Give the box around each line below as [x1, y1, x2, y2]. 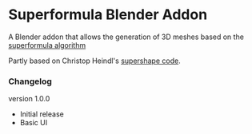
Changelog [8, 76, 52, 87]
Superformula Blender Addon [8, 6, 208, 24]
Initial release [19, 109, 64, 119]
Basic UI [19, 118, 48, 128]
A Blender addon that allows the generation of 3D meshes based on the [8, 32, 244, 41]
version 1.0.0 [8, 94, 50, 104]
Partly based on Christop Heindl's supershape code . [8, 56, 182, 65]
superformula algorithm [8, 40, 86, 49]
